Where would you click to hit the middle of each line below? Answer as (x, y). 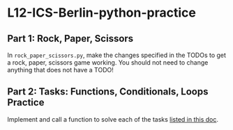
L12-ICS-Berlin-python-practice (102, 13)
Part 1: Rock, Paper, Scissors (70, 39)
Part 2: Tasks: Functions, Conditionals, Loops (108, 92)
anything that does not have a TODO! (60, 70)
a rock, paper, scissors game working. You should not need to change (108, 63)
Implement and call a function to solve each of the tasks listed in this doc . (113, 119)
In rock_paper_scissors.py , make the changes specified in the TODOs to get (117, 55)
